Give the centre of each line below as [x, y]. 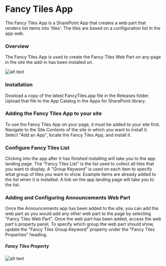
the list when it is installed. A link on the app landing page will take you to [80, 180]
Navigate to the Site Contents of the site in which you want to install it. [77, 129]
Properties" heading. [26, 235]
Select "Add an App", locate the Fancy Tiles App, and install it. [68, 135]
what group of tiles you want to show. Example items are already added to [81, 174]
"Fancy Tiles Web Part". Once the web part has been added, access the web [83, 219]
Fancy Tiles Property [27, 246]
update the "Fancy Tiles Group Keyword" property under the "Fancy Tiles [80, 229]
